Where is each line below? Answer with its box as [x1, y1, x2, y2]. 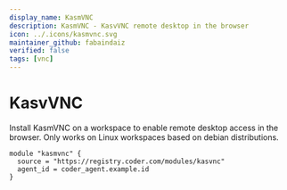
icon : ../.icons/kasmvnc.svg [9, 29, 118, 38]
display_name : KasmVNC [9, 12, 94, 22]
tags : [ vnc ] [9, 54, 53, 63]
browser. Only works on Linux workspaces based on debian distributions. [9, 131, 279, 143]
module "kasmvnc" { [9, 149, 82, 158]
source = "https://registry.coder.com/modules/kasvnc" [17, 157, 225, 166]
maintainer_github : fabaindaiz [9, 37, 126, 47]
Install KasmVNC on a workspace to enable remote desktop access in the [9, 122, 279, 133]
